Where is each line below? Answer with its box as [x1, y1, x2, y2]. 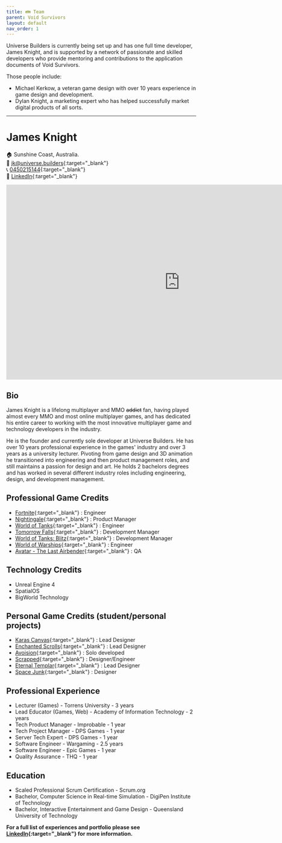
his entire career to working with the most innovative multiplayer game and [6, 419, 192, 426]
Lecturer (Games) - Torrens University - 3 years [14, 702, 134, 709]
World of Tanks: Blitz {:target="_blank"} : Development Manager [14, 534, 173, 542]
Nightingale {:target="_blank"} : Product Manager [14, 515, 137, 523]
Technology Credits [6, 565, 83, 575]
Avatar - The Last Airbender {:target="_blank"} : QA [14, 547, 142, 555]
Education [6, 770, 46, 780]
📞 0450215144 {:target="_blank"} [6, 166, 86, 173]
